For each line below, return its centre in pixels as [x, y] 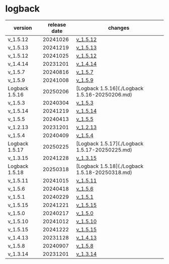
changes [119, 28]
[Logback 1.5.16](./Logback [110, 88]
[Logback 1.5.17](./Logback [110, 144]
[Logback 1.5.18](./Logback [110, 166]
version [23, 28]
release [57, 25]
